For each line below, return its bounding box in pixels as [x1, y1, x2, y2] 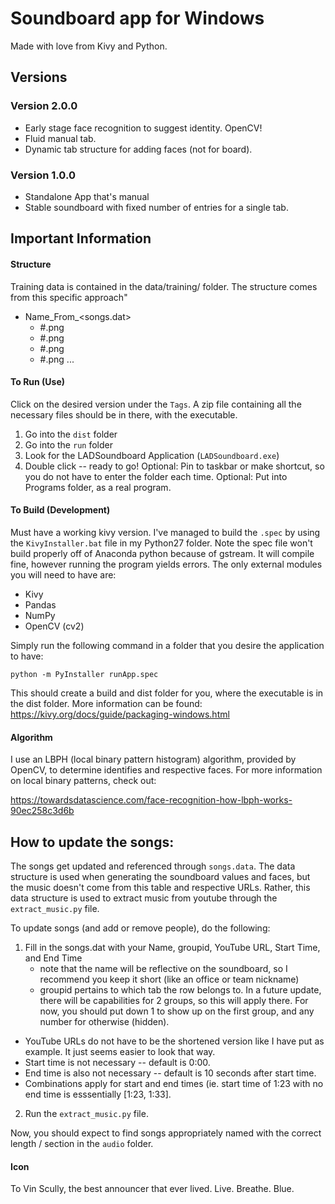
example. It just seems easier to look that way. [24, 1045, 216, 1057]
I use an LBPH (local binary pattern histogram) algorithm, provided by [10, 753, 297, 766]
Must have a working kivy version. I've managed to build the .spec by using [10, 526, 321, 538]
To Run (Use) [10, 376, 66, 388]
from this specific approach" [10, 291, 128, 303]
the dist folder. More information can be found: [10, 697, 203, 709]
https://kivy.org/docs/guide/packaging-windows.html [10, 708, 230, 720]
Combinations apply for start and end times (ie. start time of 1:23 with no [24, 1077, 324, 1089]
